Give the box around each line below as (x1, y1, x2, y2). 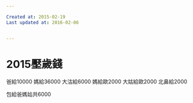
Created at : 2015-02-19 (6, 14, 66, 20)
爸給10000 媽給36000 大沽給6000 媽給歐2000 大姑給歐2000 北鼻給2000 (6, 78, 188, 85)
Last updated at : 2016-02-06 (6, 19, 79, 26)
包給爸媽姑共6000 (6, 90, 52, 98)
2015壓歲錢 (6, 57, 63, 71)
